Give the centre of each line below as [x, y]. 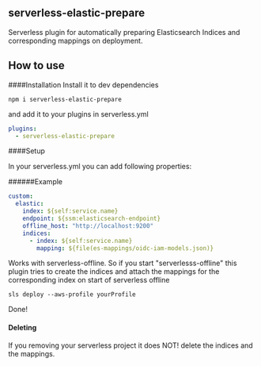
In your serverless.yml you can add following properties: [100, 167]
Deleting [23, 327]
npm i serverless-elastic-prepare [65, 99]
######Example [36, 182]
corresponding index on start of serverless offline [89, 280]
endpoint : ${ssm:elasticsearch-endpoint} [91, 218]
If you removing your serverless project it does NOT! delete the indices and [130, 345]
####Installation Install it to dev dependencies [83, 85]
